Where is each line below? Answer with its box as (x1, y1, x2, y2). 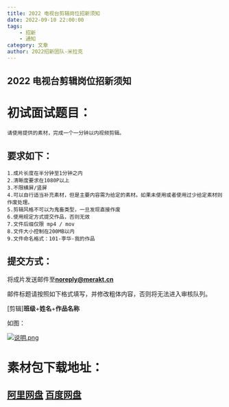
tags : (7, 23, 23, 29)
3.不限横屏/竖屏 (7, 184, 47, 192)
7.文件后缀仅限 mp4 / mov (7, 221, 75, 228)
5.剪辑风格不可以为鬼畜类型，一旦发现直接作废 (7, 206, 121, 213)
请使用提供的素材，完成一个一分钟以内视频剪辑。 (7, 129, 125, 137)
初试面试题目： (7, 106, 92, 121)
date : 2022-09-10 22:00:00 (7, 16, 84, 23)
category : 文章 (7, 42, 49, 49)
